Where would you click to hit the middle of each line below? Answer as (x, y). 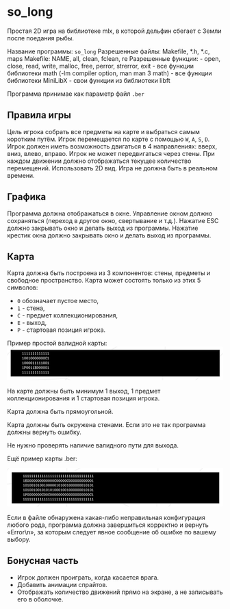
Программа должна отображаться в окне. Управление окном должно (110, 213)
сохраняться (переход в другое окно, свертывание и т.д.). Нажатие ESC (113, 220)
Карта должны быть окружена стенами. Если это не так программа (106, 425)
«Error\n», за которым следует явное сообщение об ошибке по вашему (112, 532)
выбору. (19, 539)
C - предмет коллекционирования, (67, 315)
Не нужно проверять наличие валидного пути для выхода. (93, 445)
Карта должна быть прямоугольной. (60, 412)
